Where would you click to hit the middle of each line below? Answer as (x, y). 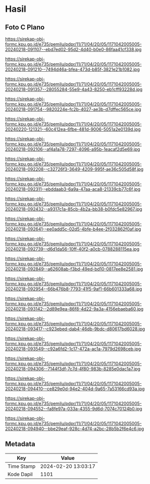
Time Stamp (22, 466)
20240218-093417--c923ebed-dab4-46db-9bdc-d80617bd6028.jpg (75, 329)
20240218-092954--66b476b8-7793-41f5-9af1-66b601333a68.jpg (74, 289)
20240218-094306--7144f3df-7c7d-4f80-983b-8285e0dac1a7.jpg (73, 369)
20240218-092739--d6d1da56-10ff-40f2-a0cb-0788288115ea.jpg (72, 249)
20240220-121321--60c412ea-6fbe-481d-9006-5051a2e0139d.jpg (73, 129)
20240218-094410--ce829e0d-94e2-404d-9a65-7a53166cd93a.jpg (75, 389)
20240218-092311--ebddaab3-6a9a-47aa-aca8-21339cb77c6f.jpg (73, 189)
